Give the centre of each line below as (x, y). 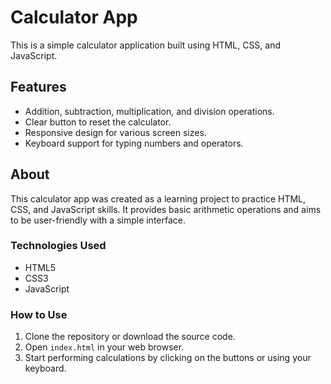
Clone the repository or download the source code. (130, 337)
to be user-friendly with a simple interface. (98, 220)
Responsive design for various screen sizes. (115, 132)
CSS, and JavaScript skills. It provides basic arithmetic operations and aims (166, 209)
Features (38, 87)
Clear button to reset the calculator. (98, 122)
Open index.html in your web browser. (104, 347)
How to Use (39, 314)
